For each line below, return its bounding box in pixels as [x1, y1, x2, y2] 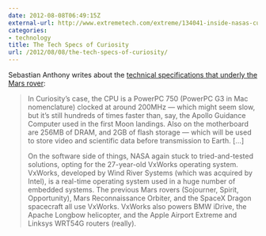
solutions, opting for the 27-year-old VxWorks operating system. [27, 160, 239, 169]
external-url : [8, 19, 55, 27]
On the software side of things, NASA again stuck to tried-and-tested [27, 151, 254, 161]
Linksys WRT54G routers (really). [27, 219, 137, 228]
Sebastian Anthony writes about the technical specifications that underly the [8, 70, 258, 79]
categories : [8, 26, 47, 34]
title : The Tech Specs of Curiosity [8, 41, 129, 49]
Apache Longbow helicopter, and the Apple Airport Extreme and [27, 211, 237, 219]
